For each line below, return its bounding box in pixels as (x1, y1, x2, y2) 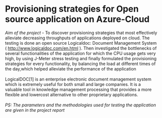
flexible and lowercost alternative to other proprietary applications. (5, 91, 138, 98)
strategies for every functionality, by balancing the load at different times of (5, 61, 156, 67)
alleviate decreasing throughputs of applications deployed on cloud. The (5, 35, 150, 41)
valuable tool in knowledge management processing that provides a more (5, 86, 152, 92)
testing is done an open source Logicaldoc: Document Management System (5, 40, 157, 46)
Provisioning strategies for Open (5, 3, 139, 15)
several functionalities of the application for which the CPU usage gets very (5, 50, 156, 56)
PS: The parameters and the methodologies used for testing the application (5, 102, 156, 108)
